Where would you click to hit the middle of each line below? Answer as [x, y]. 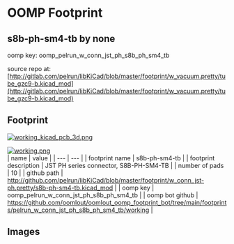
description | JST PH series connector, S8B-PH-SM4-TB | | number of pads [116, 165]
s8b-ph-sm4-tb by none [61, 39]
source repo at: [29, 69]
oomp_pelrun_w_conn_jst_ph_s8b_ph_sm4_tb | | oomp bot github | [103, 195]
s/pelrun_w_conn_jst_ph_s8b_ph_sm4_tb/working [78, 210]
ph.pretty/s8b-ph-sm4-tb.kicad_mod [60, 188]
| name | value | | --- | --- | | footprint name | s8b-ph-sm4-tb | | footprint [111, 158]
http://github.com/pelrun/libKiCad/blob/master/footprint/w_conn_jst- [106, 180]
